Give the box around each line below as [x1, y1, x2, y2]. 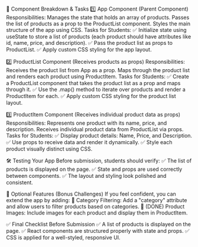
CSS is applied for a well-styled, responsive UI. [6, 234, 121, 241]
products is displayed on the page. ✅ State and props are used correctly [6, 165, 183, 173]
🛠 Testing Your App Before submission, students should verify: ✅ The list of [6, 157, 192, 164]
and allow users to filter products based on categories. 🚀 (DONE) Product [6, 203, 185, 210]
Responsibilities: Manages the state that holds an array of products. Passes [6, 14, 190, 21]
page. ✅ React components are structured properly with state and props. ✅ [6, 227, 190, 234]
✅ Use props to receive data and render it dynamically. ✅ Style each [6, 139, 173, 145]
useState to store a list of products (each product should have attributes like [6, 33, 191, 40]
